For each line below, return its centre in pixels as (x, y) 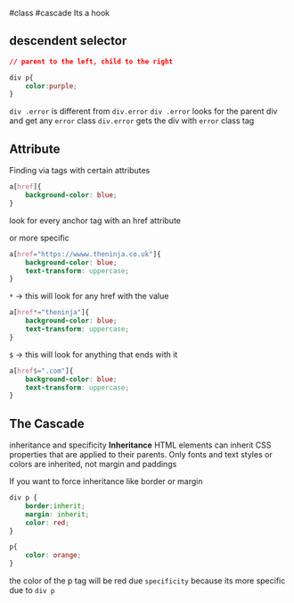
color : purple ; (51, 86)
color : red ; (47, 523)
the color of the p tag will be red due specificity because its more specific (147, 581)
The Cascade (47, 423)
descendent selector (68, 41)
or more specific (39, 238)
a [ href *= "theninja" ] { (49, 313)
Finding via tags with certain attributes (80, 171)
